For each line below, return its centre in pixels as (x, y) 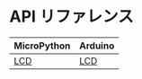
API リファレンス (71, 17)
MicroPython (42, 46)
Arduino (97, 46)
